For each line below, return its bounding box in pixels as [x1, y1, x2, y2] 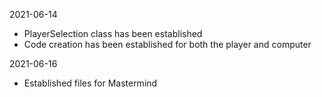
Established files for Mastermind [23, 77, 158, 89]
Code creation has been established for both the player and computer [23, 39, 312, 50]
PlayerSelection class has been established [23, 28, 203, 39]
